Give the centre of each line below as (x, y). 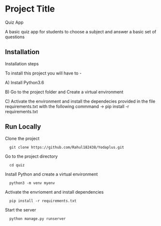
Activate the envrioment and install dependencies (54, 192)
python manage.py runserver (38, 219)
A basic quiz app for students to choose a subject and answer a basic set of (81, 31)
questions (15, 37)
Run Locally (23, 127)
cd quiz (17, 165)
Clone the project (22, 138)
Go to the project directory (31, 156)
